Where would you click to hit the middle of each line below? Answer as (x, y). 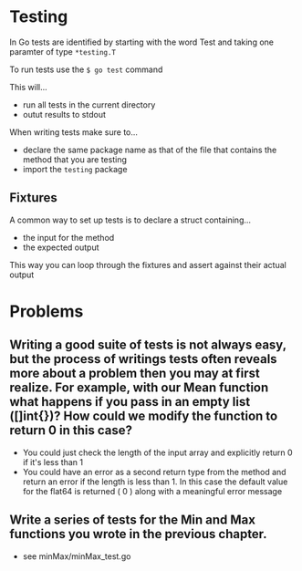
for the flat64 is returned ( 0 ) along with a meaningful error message (152, 491)
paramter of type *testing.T (63, 51)
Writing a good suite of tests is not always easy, (148, 345)
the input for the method (68, 237)
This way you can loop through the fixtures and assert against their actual (148, 265)
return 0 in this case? (71, 431)
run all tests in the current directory (89, 104)
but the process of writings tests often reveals (143, 359)
